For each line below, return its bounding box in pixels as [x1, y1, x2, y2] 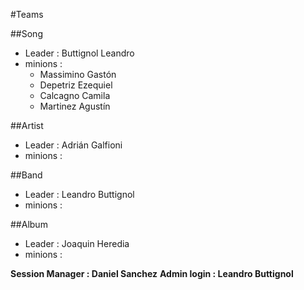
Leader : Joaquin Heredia [24, 238, 130, 249]
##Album [10, 219, 48, 230]
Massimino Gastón [39, 69, 117, 80]
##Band [10, 169, 43, 181]
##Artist [10, 120, 44, 131]
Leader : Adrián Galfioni [24, 139, 123, 151]
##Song [10, 28, 43, 39]
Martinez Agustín [39, 100, 111, 112]
